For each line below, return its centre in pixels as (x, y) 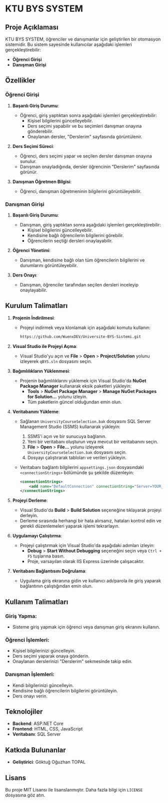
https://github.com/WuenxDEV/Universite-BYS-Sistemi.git (80, 336)
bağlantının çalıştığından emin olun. (56, 586)
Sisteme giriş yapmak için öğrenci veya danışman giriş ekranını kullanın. (86, 627)
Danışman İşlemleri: (30, 674)
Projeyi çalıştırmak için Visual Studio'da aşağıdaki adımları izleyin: (87, 545)
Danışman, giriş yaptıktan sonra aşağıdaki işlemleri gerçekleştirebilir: (90, 224)
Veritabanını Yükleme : (36, 411)
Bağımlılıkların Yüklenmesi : (41, 371)
